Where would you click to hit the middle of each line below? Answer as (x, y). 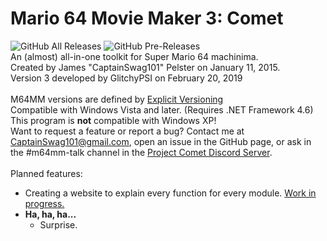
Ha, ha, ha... (50, 214)
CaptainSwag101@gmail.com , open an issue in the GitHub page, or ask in (161, 141)
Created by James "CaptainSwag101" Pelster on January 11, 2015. (145, 67)
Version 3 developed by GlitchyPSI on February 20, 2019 (126, 78)
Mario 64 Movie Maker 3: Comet (147, 18)
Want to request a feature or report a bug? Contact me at (127, 131)
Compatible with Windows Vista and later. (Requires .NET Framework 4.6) (162, 109)
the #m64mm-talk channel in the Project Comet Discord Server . (141, 152)
